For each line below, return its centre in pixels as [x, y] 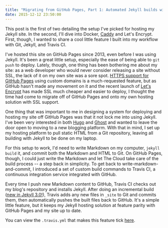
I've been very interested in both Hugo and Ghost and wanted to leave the [81, 122]
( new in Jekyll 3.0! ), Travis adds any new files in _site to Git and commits [81, 195]
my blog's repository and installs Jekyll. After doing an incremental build [79, 189]
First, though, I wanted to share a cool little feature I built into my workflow [82, 39]
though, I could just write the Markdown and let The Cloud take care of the [82, 158]
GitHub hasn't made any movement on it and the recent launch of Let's [78, 86]
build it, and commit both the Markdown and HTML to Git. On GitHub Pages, [84, 153]
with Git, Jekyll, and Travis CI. [36, 44]
